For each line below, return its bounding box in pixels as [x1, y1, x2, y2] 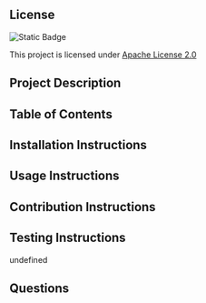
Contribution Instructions [9, 199, 156, 215]
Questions [9, 280, 70, 296]
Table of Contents [9, 106, 113, 122]
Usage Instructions [9, 168, 120, 184]
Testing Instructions [9, 230, 126, 246]
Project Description [9, 76, 122, 91]
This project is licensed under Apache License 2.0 [9, 49, 197, 60]
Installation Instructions [9, 136, 148, 153]
